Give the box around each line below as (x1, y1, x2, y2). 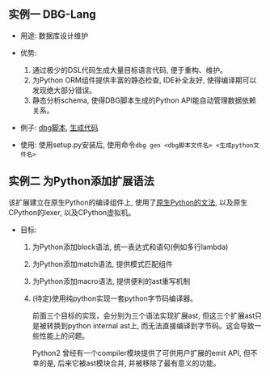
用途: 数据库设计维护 (19, 31, 89, 40)
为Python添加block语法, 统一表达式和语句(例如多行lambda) (32, 242, 229, 251)
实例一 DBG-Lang (8, 7, 97, 22)
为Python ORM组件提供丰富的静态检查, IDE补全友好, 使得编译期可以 (32, 75, 257, 85)
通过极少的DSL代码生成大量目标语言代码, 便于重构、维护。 (32, 65, 228, 74)
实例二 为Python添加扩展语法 (8, 175, 155, 188)
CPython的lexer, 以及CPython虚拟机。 (8, 207, 136, 217)
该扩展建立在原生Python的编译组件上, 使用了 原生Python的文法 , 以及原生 (8, 197, 248, 207)
